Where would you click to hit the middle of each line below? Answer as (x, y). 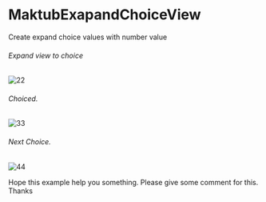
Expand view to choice (46, 55)
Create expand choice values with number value (88, 37)
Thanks (21, 191)
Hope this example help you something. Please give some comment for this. (133, 182)
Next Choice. (30, 141)
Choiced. (23, 99)
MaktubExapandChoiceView (105, 15)
